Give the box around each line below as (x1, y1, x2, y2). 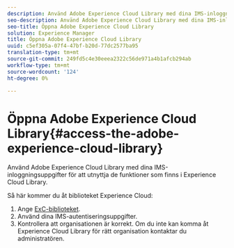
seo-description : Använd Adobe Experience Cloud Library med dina (7, 17, 204, 24)
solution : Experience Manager (7, 29, 95, 37)
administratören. (17, 234, 65, 243)
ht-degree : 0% (7, 74, 49, 82)
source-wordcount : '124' (7, 68, 79, 75)
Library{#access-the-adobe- (7, 126, 180, 141)
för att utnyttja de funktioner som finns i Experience (68, 171, 217, 179)
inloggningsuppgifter (7, 171, 68, 179)
